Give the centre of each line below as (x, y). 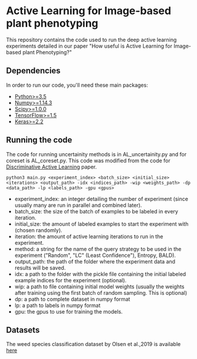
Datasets (23, 330)
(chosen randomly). (39, 230)
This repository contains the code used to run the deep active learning (91, 39)
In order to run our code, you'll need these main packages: (77, 85)
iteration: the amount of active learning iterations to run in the (89, 236)
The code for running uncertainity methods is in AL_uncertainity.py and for (96, 154)
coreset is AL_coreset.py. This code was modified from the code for (88, 160)
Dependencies (33, 71)
